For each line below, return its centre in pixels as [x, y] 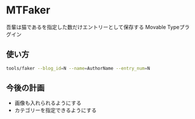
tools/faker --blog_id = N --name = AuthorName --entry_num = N [78, 68]
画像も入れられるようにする [48, 103]
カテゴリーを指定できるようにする [55, 110]
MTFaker [28, 10]
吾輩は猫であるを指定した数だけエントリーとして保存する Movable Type [93, 27]
